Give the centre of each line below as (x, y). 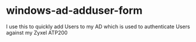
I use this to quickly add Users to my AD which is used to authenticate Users (98, 26)
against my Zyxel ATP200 (37, 32)
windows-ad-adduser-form (74, 11)
